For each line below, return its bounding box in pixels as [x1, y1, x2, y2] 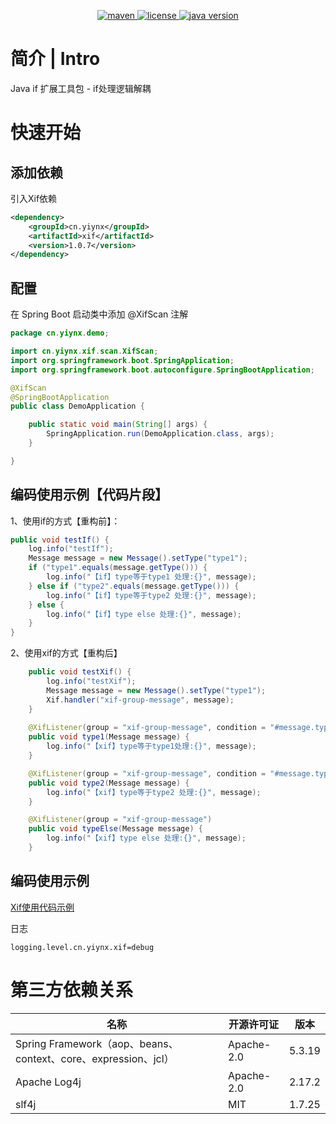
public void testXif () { [28, 667, 132, 677]
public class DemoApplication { [10, 401, 145, 412]
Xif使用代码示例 [10, 901, 75, 913]
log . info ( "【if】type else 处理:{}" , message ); [46, 609, 242, 619]
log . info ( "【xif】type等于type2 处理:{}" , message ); [46, 787, 262, 797]
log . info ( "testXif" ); [46, 676, 137, 687]
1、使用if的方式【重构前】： [10, 515, 121, 527]
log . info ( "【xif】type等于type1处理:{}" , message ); [46, 741, 257, 752]
